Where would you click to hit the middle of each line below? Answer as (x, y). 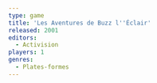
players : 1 (26, 52)
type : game (26, 15)
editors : (23, 38)
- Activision (37, 45)
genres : (21, 60)
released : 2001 (33, 30)
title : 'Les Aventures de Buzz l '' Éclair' (80, 23)
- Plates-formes (42, 67)
